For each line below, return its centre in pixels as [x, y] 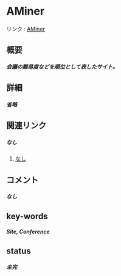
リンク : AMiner [26, 29]
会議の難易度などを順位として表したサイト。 [62, 67]
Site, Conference [28, 232]
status [19, 251]
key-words [27, 216]
